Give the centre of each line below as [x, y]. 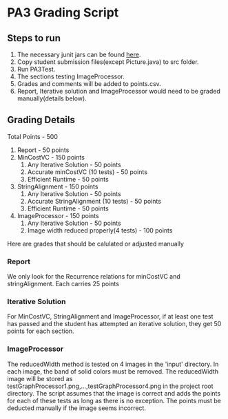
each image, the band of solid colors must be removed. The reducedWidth [113, 371]
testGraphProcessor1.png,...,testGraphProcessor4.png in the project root [110, 386]
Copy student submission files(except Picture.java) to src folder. [108, 62]
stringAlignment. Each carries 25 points [63, 284]
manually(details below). [52, 98]
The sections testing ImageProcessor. [71, 76]
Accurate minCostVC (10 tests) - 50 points [87, 172]
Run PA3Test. [36, 69]
